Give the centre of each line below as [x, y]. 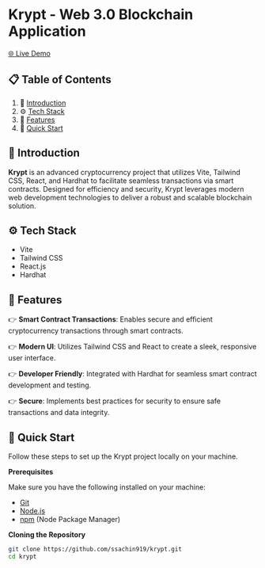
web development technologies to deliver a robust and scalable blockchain [130, 197]
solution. [23, 206]
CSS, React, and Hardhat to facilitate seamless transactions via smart [121, 181]
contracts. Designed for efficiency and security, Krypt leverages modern [126, 189]
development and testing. [50, 385]
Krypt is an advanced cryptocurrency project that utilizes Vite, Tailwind [125, 172]
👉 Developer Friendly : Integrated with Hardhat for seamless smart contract [132, 374]
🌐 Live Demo [30, 53]
